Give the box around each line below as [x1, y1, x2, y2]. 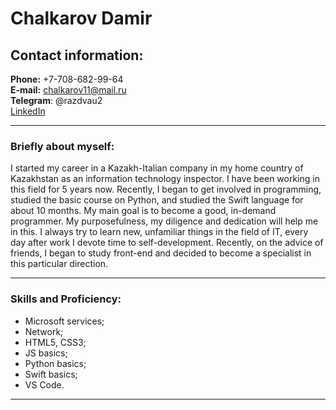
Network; [24, 325, 64, 337]
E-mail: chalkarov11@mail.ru [10, 84, 127, 96]
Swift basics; [24, 368, 78, 380]
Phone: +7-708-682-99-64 [10, 73, 124, 85]
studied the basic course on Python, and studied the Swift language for [10, 194, 304, 206]
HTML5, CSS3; [24, 336, 87, 348]
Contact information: [10, 47, 144, 64]
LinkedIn [10, 105, 46, 117]
